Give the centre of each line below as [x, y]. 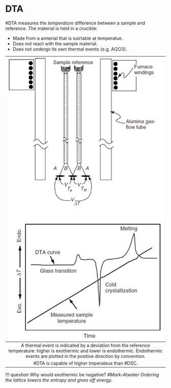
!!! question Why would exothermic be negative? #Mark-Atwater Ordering [82, 374]
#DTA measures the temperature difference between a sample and [75, 23]
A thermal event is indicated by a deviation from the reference [85, 345]
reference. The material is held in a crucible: [51, 28]
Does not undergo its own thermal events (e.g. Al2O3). [70, 49]
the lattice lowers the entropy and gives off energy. [59, 380]
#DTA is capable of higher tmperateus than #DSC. [85, 363]
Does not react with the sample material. [55, 43]
